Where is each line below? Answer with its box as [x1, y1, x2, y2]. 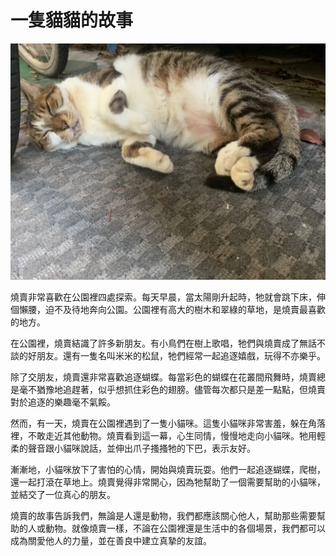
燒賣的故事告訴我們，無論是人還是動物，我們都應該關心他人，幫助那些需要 [10, 509, 317, 521]
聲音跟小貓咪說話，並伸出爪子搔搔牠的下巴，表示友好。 [27, 442, 256, 454]
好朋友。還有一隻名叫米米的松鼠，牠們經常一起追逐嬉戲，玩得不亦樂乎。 [27, 349, 326, 361]
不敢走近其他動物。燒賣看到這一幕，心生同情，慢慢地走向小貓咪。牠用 [27, 429, 317, 441]
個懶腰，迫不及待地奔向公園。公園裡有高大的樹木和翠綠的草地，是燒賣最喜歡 [10, 303, 326, 315]
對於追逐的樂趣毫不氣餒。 [10, 396, 116, 408]
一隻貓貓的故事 [10, 9, 134, 32]
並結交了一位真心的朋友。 [10, 488, 116, 500]
